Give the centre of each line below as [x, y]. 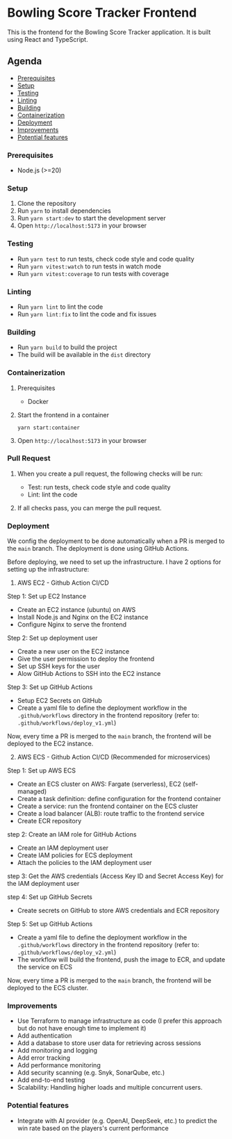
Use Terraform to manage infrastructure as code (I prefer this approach [119, 1021]
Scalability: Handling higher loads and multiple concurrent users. [110, 1088]
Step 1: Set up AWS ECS [42, 770]
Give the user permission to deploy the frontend [86, 659]
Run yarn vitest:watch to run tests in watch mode [89, 266]
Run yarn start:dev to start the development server [91, 218]
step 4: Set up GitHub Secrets [50, 897]
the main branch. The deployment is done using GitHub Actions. [98, 549]
